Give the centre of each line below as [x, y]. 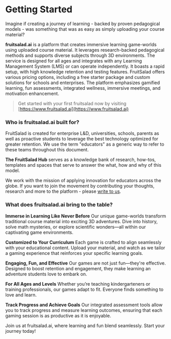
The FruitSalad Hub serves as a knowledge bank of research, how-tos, [81, 159]
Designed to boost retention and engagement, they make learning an [78, 268]
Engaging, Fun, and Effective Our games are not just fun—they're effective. [85, 263]
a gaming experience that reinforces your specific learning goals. [74, 253]
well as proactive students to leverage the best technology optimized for [82, 139]
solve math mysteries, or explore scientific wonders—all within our [76, 227]
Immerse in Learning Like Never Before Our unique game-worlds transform [86, 216]
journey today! [21, 331]
